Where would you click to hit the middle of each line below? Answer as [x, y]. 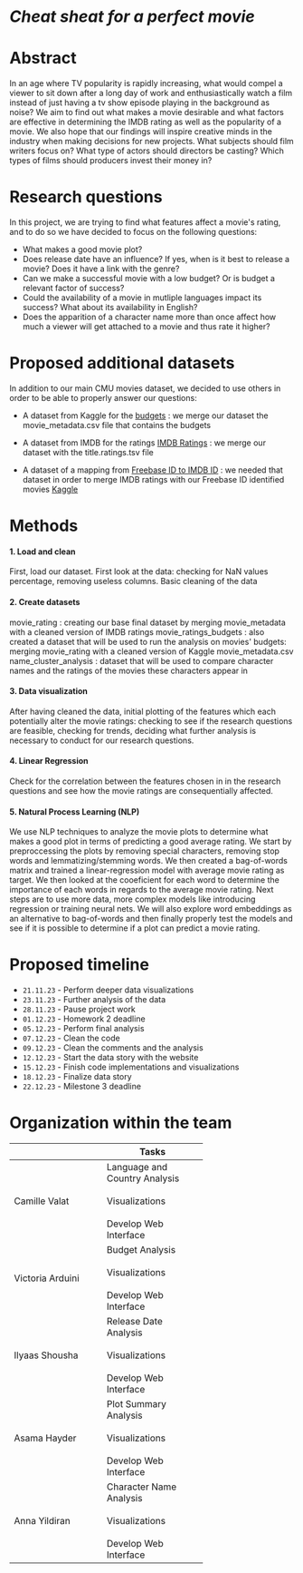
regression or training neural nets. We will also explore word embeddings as [151, 909]
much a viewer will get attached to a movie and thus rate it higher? [146, 327]
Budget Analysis [142, 1250]
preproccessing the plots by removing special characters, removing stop [145, 851]
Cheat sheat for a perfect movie [132, 17]
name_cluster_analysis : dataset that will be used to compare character [142, 660]
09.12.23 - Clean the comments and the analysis [113, 1048]
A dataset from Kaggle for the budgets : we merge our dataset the [145, 415]
